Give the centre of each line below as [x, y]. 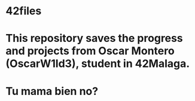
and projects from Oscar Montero [90, 51]
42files [24, 11]
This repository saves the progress [94, 39]
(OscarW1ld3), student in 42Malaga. [98, 64]
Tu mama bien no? [52, 91]
